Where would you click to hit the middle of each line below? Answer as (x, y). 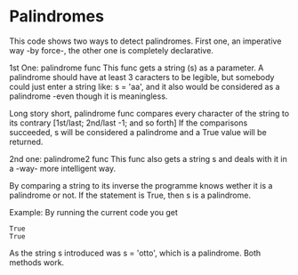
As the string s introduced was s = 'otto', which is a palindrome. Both (135, 253)
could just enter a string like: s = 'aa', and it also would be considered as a (145, 86)
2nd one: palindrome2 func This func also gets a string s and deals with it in (148, 158)
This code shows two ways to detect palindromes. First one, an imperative (145, 41)
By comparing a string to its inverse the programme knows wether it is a (141, 185)
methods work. (37, 262)
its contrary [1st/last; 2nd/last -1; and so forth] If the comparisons (129, 123)
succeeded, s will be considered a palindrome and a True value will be (138, 132)
